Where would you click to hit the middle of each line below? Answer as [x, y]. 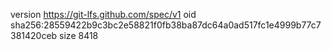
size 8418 [79, 35]
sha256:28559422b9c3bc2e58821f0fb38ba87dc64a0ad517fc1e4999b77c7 [166, 25]
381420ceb [34, 35]
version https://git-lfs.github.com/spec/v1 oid [103, 14]
